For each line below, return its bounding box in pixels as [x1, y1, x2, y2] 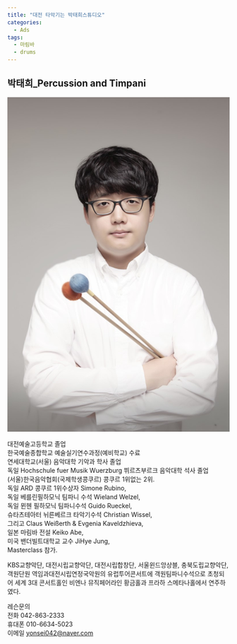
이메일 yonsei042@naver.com [7, 628, 94, 637]
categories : [7, 18, 42, 26]
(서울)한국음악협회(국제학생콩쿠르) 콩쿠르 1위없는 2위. [7, 474, 155, 484]
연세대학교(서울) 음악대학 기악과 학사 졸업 [7, 457, 121, 466]
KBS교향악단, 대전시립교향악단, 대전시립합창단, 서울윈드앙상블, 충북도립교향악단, [7, 561, 229, 569]
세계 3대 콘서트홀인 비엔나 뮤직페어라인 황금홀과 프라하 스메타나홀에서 [14, 578, 207, 587]
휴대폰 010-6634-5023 [7, 619, 73, 628]
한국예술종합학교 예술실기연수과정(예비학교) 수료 [7, 448, 141, 457]
